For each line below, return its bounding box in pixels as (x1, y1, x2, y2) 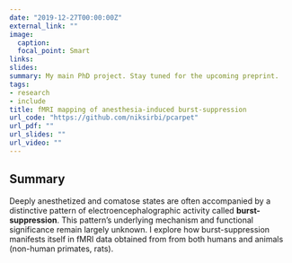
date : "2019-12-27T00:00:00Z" (9, 13, 123, 22)
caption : (17, 38, 50, 48)
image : (9, 30, 34, 39)
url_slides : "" (9, 130, 66, 139)
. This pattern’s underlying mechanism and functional (57, 215, 254, 225)
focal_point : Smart (17, 47, 91, 56)
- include (9, 96, 47, 106)
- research (9, 88, 50, 97)
